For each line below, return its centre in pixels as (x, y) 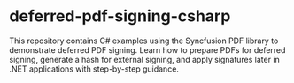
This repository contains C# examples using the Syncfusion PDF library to (144, 41)
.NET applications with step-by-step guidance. (94, 69)
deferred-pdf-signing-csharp (120, 16)
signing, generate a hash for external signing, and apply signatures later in (145, 59)
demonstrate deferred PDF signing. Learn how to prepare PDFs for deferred (147, 49)
